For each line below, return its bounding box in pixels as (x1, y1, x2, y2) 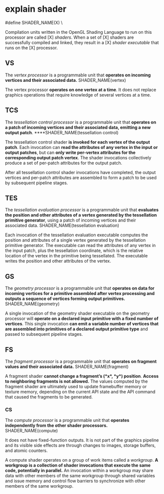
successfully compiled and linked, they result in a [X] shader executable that (5, 39, 159, 45)
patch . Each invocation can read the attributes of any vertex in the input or (5, 144, 158, 150)
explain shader (5, 3, 67, 15)
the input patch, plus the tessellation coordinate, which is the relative (5, 247, 143, 253)
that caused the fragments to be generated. (5, 394, 93, 400)
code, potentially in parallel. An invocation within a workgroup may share (5, 468, 154, 473)
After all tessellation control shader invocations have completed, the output (5, 169, 156, 175)
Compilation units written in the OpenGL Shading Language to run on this (5, 29, 152, 35)
